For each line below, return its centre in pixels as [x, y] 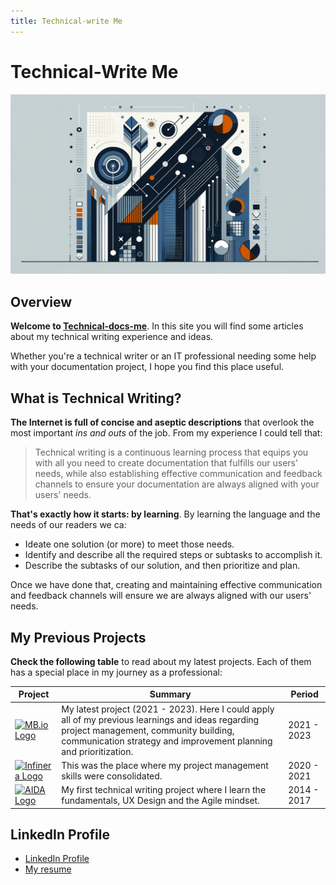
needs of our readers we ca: [68, 525]
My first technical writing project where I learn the [164, 790]
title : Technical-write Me [66, 21]
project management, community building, [148, 730]
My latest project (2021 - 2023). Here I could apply [168, 709]
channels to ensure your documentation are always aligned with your [177, 484]
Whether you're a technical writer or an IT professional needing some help [163, 356]
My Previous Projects [78, 637]
